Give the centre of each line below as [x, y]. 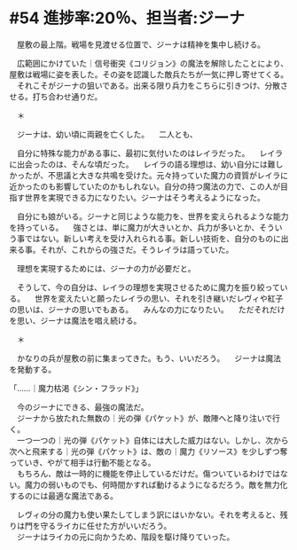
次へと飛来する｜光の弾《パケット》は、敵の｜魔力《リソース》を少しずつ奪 [148, 451]
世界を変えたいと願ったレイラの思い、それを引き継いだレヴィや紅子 [159, 298]
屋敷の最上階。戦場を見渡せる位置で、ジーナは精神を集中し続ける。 [141, 44]
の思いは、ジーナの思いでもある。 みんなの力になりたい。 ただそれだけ [147, 309]
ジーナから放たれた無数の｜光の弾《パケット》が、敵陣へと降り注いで [145, 418]
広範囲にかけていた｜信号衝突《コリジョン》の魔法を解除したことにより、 [152, 63]
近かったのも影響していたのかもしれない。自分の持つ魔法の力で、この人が [145, 186]
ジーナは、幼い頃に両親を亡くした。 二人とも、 [107, 134]
